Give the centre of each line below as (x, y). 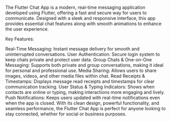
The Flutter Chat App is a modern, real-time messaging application (75, 7)
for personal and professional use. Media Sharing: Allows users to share (81, 70)
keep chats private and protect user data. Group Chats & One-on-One (79, 60)
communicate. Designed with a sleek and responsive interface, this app (80, 18)
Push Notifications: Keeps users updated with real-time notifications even (83, 97)
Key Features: (20, 39)
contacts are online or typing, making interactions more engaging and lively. (85, 92)
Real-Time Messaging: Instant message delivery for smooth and (72, 49)
